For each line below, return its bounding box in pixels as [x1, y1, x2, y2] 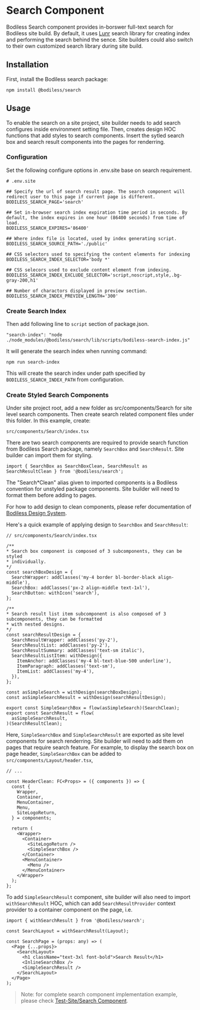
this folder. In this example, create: [6, 417, 91, 424]
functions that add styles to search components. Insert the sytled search [6, 132, 185, 139]
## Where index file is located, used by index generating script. [6, 235, 177, 242]
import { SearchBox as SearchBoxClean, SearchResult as [6, 463, 148, 469]
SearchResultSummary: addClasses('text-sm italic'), [11, 648, 145, 654]
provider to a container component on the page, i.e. [6, 906, 133, 913]
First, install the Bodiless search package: [6, 75, 108, 82]
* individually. [6, 559, 46, 565]
